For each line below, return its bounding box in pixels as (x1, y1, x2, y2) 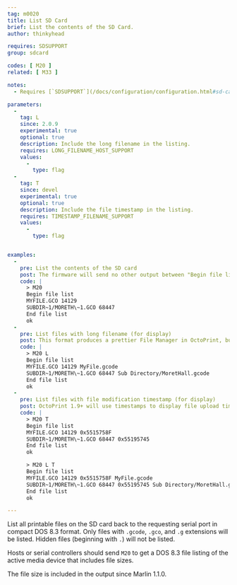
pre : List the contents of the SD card (20, 265, 138, 272)
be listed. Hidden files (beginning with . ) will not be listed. (7, 535, 175, 543)
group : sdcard (7, 50, 49, 57)
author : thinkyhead (7, 30, 65, 37)
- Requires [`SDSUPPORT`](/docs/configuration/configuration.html (13, 88, 213, 95)
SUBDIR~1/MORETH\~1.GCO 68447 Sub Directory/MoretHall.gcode (25, 369, 210, 377)
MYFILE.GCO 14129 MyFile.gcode (25, 363, 119, 370)
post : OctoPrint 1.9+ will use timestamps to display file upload (20, 402, 219, 410)
